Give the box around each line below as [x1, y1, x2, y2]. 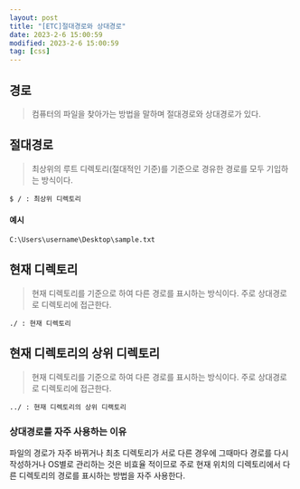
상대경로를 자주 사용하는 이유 [9, 425, 127, 437]
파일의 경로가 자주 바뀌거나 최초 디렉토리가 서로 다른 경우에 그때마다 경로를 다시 [9, 447, 289, 458]
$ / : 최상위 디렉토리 [9, 194, 81, 204]
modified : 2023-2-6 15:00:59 [9, 38, 119, 48]
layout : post [9, 13, 59, 23]
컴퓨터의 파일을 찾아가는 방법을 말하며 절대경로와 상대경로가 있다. [31, 108, 261, 119]
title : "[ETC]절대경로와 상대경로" [9, 22, 127, 31]
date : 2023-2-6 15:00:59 [9, 30, 103, 39]
